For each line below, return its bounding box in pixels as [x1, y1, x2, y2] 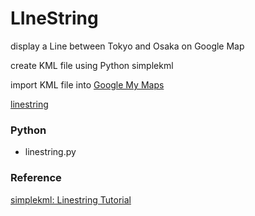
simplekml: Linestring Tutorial [10, 193, 132, 206]
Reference [10, 171, 62, 185]
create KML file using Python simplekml [10, 59, 174, 71]
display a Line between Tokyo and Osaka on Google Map [10, 40, 245, 52]
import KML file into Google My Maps [10, 78, 165, 91]
